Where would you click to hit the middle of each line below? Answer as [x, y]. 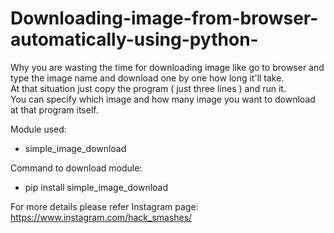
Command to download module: [76, 168]
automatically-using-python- [134, 39]
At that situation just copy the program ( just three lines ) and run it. [148, 88]
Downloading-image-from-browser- [164, 18]
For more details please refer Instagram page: [104, 206]
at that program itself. [54, 109]
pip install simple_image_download [96, 187]
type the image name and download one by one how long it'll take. [147, 78]
